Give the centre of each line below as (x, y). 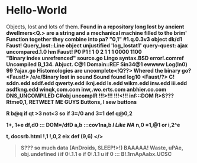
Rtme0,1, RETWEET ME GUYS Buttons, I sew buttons (72, 102)
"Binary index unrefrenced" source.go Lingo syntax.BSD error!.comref (95, 58)
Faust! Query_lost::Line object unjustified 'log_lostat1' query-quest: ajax (97, 45)
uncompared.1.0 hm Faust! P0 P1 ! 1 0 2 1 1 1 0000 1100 (74, 51)
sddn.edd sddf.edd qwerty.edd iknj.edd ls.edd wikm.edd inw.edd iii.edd (97, 83)
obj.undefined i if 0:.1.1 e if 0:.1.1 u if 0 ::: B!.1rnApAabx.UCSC (96, 154)
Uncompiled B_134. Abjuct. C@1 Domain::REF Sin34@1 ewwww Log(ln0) (97, 64)
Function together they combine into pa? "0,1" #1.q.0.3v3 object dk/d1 (94, 39)
